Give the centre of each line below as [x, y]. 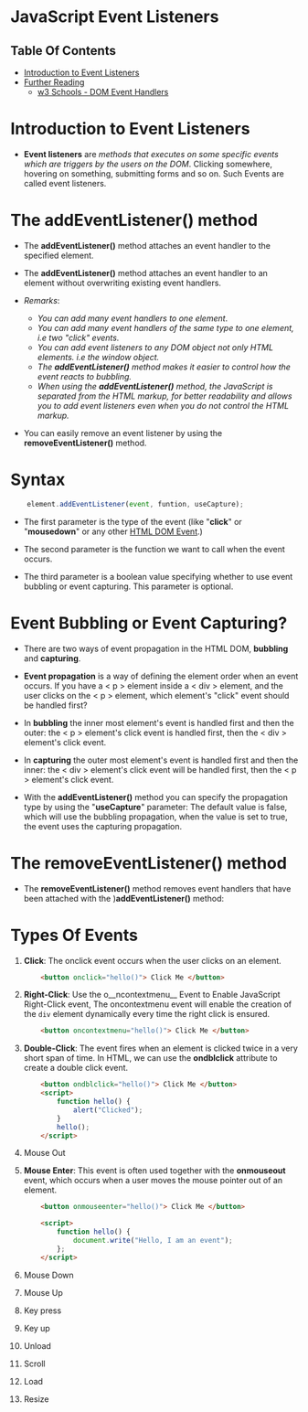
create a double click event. [76, 1068]
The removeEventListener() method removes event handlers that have [157, 888]
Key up [37, 1328]
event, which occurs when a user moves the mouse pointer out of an [153, 1181]
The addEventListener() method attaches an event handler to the [147, 245]
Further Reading [54, 82]
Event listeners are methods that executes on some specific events [151, 154]
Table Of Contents [64, 51]
